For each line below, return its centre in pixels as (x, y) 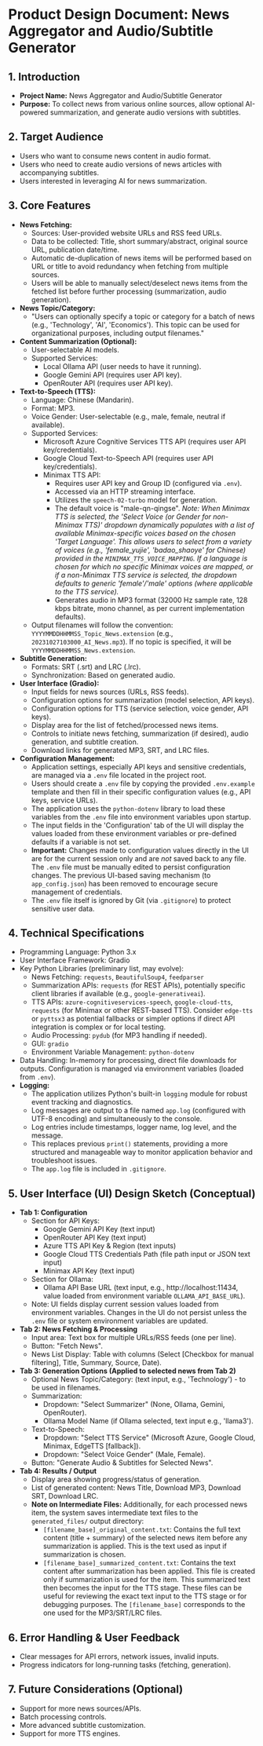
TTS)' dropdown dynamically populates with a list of (170, 524)
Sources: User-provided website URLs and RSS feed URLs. (126, 232)
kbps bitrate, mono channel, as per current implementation (150, 608)
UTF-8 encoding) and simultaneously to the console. (117, 1119)
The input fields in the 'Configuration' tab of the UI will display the (138, 825)
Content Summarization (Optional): (78, 341)
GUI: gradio (50, 1044)
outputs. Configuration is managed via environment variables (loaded (131, 1068)
